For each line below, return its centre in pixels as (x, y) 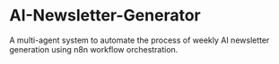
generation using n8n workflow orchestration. (94, 49)
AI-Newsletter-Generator (105, 16)
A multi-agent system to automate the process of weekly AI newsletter (139, 40)
